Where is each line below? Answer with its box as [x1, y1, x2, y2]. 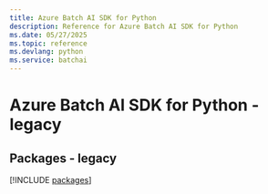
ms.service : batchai [9, 56, 88, 65]
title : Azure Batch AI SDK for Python [9, 13, 157, 23]
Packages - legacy [9, 150, 117, 166]
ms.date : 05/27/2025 [9, 30, 88, 39]
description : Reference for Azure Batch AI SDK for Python [9, 22, 239, 31]
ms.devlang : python [9, 47, 84, 56]
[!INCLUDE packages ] [9, 175, 92, 185]
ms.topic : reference [9, 38, 88, 48]
